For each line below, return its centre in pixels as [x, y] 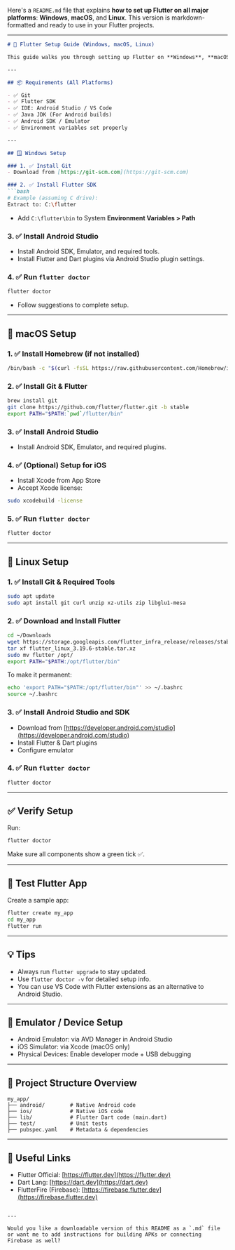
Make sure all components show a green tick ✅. [76, 854]
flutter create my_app [40, 913]
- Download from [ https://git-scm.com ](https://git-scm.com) [98, 172]
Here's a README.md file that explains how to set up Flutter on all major [108, 10]
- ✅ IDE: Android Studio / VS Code [60, 108]
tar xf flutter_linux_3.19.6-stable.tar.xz [72, 649]
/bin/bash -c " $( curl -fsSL [48, 368]
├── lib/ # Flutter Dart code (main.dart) [87, 1118]
